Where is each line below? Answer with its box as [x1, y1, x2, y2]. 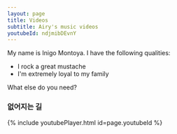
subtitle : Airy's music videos [7, 23, 99, 30]
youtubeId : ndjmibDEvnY [7, 29, 77, 37]
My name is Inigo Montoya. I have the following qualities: [7, 49, 171, 57]
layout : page [7, 10, 45, 17]
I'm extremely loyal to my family [17, 70, 110, 78]
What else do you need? [7, 83, 77, 91]
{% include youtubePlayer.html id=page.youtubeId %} [7, 118, 163, 126]
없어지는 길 [7, 102, 43, 112]
